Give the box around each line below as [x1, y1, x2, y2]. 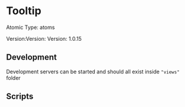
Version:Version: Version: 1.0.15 [6, 35, 82, 42]
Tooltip [6, 4, 42, 18]
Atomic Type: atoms [6, 24, 55, 31]
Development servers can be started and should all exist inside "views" [6, 68, 180, 75]
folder [6, 74, 21, 81]
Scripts [6, 92, 34, 102]
